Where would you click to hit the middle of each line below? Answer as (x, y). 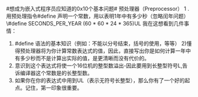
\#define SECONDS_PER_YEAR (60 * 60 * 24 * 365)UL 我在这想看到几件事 (98, 23)
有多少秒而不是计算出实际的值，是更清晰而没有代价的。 (82, 58)
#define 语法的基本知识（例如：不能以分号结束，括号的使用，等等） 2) (100, 43)
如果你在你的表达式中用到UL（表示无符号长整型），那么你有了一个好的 (100, 80)
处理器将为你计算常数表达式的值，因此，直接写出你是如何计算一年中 (108, 51)
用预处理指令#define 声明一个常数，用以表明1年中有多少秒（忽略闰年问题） (98, 16)
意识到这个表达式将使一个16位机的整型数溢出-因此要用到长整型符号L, (98, 66)
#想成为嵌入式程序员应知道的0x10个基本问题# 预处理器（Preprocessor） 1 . (98, 9)
